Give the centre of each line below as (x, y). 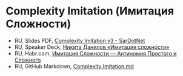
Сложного (28, 60)
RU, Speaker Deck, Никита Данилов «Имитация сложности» (92, 47)
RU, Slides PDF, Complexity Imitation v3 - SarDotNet (80, 40)
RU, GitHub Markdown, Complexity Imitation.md (74, 66)
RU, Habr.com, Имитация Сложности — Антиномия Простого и (95, 53)
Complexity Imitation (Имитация (90, 11)
